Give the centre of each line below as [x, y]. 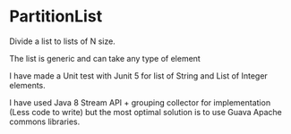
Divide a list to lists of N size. [63, 41]
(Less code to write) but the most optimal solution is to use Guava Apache [145, 112]
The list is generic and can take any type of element [105, 58]
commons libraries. [45, 121]
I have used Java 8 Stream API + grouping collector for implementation [140, 102]
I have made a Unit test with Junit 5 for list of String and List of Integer [139, 75]
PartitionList [56, 17]
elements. [28, 85]
